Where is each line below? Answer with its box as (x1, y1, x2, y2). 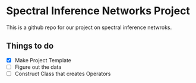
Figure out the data (14, 63, 62, 71)
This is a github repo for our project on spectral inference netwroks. (6, 24, 172, 31)
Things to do (6, 41, 54, 51)
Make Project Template (14, 56, 71, 63)
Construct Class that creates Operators (14, 70, 111, 77)
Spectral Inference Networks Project (6, 4, 190, 18)
